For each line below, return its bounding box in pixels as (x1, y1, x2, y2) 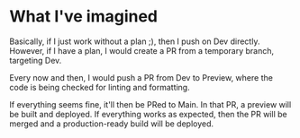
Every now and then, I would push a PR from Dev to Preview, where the (9, 72, 273, 82)
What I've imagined (9, 6, 159, 27)
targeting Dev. (9, 55, 62, 65)
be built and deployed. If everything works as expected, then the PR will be (9, 108, 287, 119)
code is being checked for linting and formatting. (9, 82, 191, 92)
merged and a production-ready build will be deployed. (9, 118, 214, 129)
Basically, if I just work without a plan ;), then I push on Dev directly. (9, 36, 260, 47)
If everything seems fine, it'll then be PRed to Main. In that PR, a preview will (9, 99, 292, 109)
